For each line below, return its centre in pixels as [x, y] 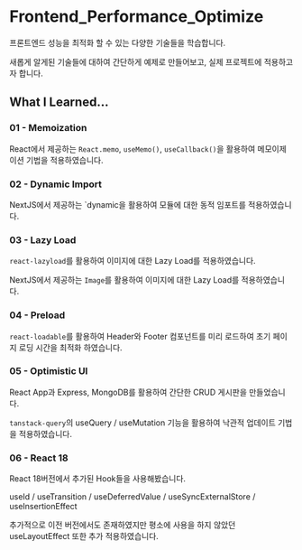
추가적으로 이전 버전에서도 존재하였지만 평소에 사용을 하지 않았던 [123, 525]
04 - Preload [37, 315]
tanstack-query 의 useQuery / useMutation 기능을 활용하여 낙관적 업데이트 [143, 423]
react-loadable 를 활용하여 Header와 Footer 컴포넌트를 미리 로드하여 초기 [140, 336]
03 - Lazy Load [43, 239]
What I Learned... [59, 103]
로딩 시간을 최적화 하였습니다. [71, 347]
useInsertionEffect [44, 507]
